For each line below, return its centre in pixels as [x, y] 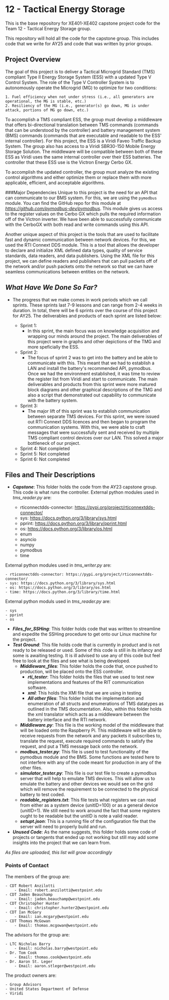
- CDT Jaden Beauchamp [29, 894]
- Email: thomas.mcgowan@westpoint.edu [56, 925]
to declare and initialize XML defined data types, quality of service [74, 250]
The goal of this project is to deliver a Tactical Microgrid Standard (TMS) [80, 71]
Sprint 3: [29, 406]
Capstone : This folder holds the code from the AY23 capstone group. [84, 487]
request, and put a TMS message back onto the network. [79, 746]
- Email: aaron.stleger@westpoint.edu [55, 966]
